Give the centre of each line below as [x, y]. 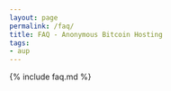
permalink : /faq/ [42, 26]
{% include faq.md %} [50, 77]
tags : [19, 43]
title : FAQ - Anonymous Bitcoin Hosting [86, 34]
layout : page [34, 18]
